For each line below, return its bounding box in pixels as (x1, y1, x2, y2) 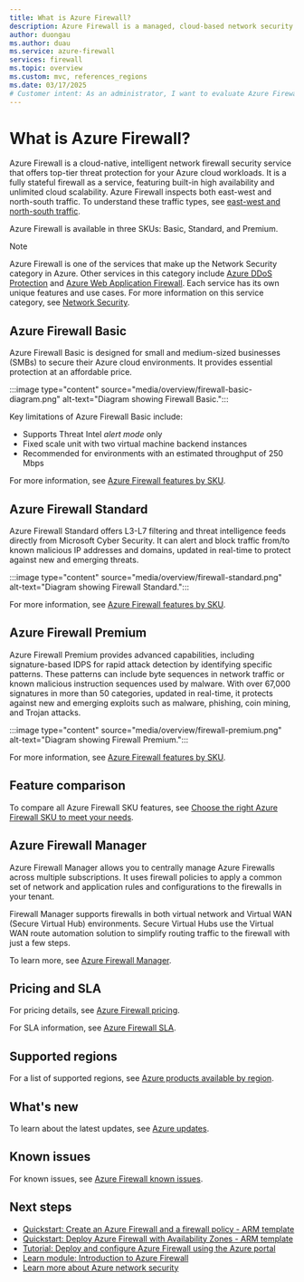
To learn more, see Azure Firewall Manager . (9, 954, 172, 965)
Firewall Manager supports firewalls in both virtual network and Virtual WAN (9, 908, 292, 919)
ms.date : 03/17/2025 (9, 81, 88, 90)
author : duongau (9, 30, 71, 39)
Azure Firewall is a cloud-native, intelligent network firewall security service (9, 158, 292, 168)
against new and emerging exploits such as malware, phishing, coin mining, (9, 697, 291, 708)
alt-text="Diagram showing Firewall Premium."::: (9, 734, 188, 745)
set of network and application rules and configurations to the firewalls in (9, 881, 282, 892)
